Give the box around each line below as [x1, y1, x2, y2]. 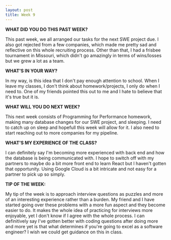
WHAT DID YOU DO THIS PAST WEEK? [5, 26, 88, 32]
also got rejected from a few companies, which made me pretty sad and [5, 41, 157, 47]
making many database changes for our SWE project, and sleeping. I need [5, 119, 162, 125]
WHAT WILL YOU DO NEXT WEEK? [5, 103, 80, 110]
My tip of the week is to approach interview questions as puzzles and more [5, 191, 163, 197]
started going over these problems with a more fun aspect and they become [5, 202, 166, 208]
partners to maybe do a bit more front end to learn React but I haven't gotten [5, 160, 166, 166]
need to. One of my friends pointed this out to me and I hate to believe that [5, 88, 162, 94]
